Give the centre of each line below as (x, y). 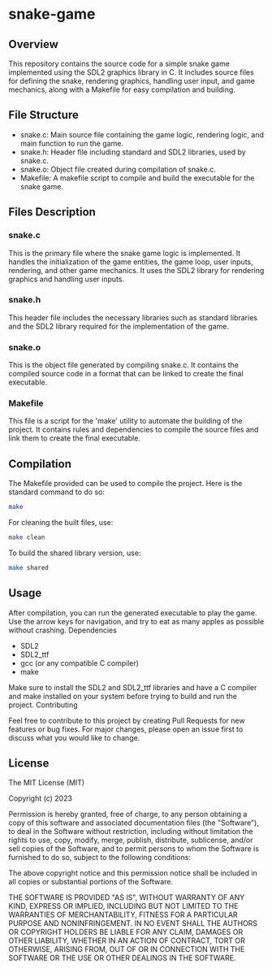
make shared (28, 567)
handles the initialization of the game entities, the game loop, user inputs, (131, 262)
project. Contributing (43, 705)
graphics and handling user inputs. (66, 279)
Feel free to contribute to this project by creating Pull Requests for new (127, 720)
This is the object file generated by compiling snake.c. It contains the (124, 365)
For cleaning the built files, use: (61, 523)
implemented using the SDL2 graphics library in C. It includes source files (131, 72)
